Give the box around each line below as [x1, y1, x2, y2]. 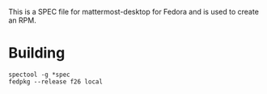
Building [8, 44, 66, 62]
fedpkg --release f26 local [8, 77, 104, 86]
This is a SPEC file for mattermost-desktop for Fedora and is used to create [8, 7, 259, 16]
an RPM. [8, 15, 36, 25]
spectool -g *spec [8, 70, 70, 79]
